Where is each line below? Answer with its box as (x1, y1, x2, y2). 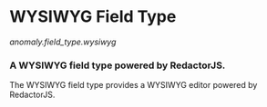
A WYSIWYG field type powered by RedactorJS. (9, 59, 226, 72)
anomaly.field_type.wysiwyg (9, 36, 117, 47)
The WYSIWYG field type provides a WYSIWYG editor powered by (9, 80, 258, 91)
